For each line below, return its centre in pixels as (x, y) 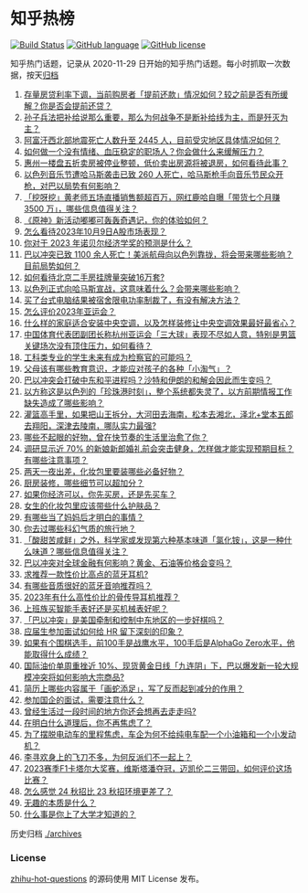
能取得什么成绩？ (56, 654)
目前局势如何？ (52, 265)
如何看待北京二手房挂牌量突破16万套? (94, 277)
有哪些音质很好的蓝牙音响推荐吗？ (88, 585)
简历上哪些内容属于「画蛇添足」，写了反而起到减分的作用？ (134, 688)
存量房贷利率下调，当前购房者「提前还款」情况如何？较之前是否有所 (152, 94)
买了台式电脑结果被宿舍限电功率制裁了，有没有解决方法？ (132, 300)
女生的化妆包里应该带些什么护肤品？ (92, 505)
